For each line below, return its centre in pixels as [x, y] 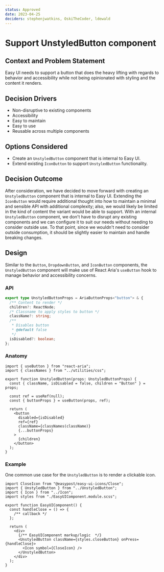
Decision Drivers [31, 98]
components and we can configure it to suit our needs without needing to [79, 222]
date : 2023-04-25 [23, 14]
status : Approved [23, 10]
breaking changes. [24, 238]
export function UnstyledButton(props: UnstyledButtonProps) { [71, 379]
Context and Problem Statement [55, 61]
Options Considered [36, 147]
